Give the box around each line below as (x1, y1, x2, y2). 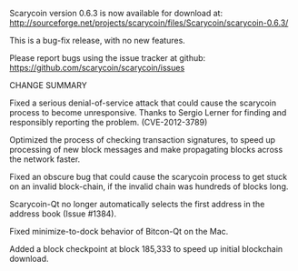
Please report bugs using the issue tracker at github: (9, 53, 206, 63)
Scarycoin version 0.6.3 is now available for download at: (9, 8, 223, 18)
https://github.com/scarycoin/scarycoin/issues (9, 63, 185, 73)
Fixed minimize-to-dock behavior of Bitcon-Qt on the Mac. (9, 226, 229, 236)
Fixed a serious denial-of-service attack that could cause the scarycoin (9, 97, 277, 108)
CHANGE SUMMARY (9, 80, 88, 90)
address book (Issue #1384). (9, 208, 116, 219)
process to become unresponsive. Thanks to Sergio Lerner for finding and (9, 107, 287, 117)
